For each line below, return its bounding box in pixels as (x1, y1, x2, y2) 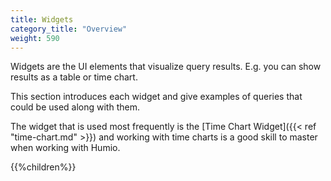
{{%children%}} (10, 161, 77, 173)
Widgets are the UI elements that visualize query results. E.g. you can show (10, 61, 322, 73)
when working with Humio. (10, 142, 121, 154)
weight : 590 (10, 33, 60, 43)
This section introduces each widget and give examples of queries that (10, 91, 303, 103)
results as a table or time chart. (10, 71, 138, 83)
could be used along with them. (10, 101, 140, 113)
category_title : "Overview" (10, 24, 128, 34)
